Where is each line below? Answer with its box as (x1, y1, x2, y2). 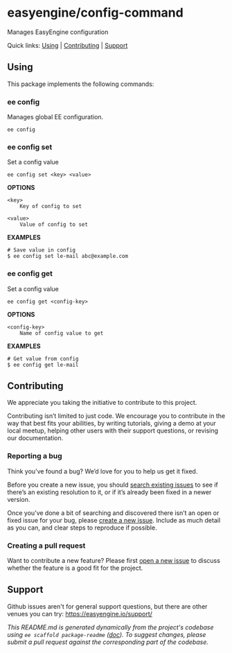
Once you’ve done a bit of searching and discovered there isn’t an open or (7, 508, 220, 517)
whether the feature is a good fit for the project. (7, 564, 143, 573)
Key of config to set (19, 203, 82, 210)
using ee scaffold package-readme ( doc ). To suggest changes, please (7, 630, 206, 638)
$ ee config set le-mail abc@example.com (7, 253, 129, 260)
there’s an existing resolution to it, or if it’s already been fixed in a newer (7, 487, 212, 496)
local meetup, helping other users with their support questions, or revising (7, 426, 219, 435)
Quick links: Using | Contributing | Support (7, 41, 128, 49)
